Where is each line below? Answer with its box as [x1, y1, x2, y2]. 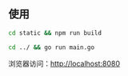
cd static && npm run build [8, 28, 102, 37]
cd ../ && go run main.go [8, 43, 94, 51]
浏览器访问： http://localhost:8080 [8, 59, 120, 68]
